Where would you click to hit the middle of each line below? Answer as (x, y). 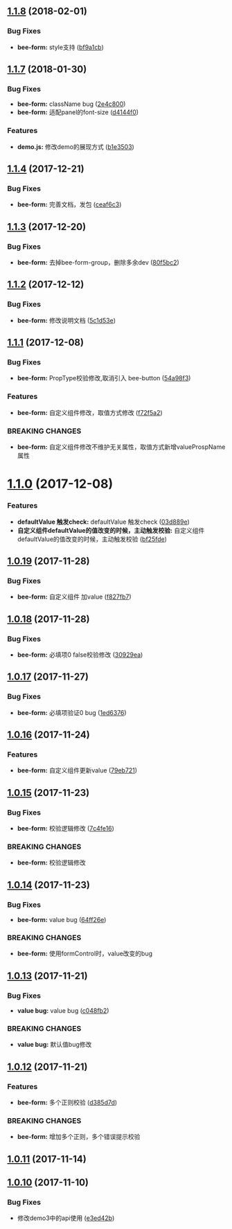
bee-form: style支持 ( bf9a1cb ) (60, 47)
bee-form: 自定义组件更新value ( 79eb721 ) (77, 770)
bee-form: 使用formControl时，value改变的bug (85, 954)
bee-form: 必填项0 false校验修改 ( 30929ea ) (80, 655)
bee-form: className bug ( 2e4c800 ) (71, 104)
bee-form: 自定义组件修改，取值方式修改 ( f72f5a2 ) (90, 412)
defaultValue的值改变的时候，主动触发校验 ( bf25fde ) (92, 539)
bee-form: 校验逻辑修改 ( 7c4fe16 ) (65, 828)
